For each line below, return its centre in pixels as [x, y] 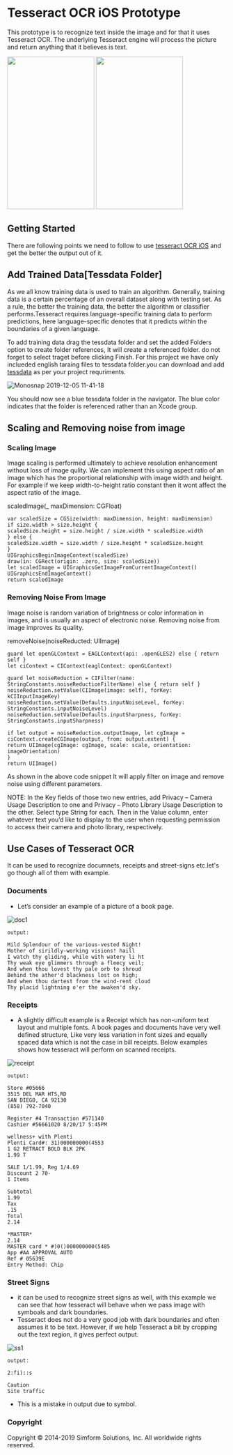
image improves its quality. [46, 627]
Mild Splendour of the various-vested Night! [74, 945]
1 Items [18, 1179]
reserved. [21, 1445]
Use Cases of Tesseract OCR [71, 848]
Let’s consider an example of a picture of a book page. [95, 906]
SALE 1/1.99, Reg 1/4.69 [43, 1167]
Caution [18, 1385]
